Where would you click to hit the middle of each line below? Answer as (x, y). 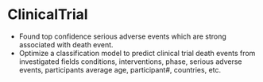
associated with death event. (66, 44)
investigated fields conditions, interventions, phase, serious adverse (131, 61)
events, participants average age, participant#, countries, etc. (120, 69)
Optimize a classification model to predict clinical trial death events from (137, 53)
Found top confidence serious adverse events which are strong (123, 36)
